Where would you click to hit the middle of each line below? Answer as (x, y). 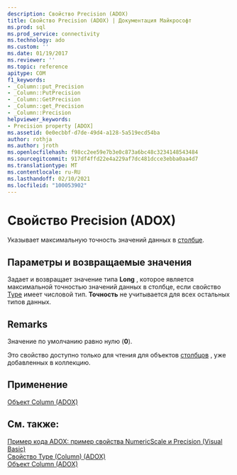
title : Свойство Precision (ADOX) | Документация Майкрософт (100, 21)
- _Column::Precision (39, 113)
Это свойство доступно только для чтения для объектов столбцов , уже (117, 354)
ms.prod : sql (27, 27)
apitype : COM (27, 73)
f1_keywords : (27, 80)
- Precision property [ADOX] (50, 126)
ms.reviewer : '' (31, 60)
